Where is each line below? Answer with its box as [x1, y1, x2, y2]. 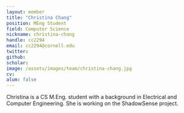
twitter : [6, 49, 29, 55]
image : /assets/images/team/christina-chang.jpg [6, 65, 132, 72]
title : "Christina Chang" [6, 15, 72, 21]
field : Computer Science [6, 26, 69, 32]
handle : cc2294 [6, 37, 45, 43]
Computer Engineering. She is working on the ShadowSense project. [6, 100, 179, 107]
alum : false [6, 77, 37, 83]
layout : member [6, 9, 45, 15]
